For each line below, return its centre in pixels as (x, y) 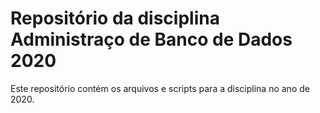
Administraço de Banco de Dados (151, 39)
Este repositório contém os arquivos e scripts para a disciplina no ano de (160, 88)
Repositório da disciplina (115, 18)
